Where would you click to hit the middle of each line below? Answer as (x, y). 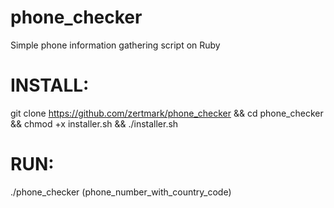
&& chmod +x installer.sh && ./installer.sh (94, 123)
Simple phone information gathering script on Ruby (115, 45)
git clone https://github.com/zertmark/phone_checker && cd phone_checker (167, 113)
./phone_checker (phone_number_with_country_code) (121, 192)
